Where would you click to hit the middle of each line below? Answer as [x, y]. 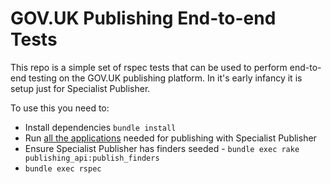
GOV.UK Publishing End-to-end [143, 18]
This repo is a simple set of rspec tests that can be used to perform [149, 67]
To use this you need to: [60, 108]
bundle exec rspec [63, 168]
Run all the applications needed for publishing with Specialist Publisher [170, 138]
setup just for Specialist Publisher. [80, 88]
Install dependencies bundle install [100, 127]
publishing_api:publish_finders [92, 158]
